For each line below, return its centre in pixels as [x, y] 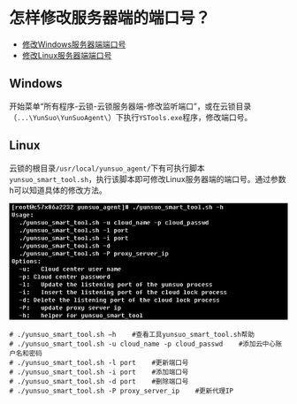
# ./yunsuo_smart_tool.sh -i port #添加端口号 [99, 372]
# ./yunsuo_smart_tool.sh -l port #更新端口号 [99, 363]
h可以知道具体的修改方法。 [58, 190]
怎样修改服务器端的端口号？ [110, 18]
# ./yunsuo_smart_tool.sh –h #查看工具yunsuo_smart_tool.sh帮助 [132, 335]
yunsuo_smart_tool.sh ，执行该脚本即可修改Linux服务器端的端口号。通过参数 [148, 179]
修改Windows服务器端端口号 [74, 44]
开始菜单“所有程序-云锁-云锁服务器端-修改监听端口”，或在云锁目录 [130, 106]
